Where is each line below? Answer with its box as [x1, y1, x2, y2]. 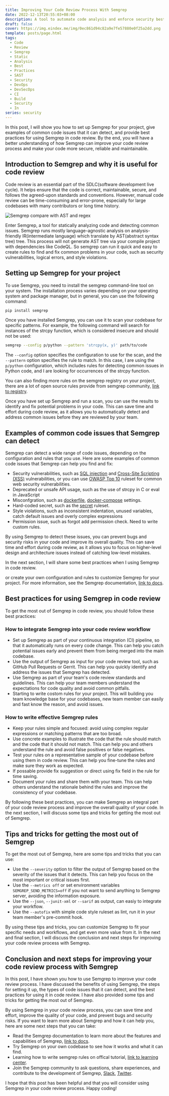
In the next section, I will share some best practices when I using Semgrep [5, 560, 159, 566]
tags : [5, 36, 17, 41]
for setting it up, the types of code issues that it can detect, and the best [5, 987, 155, 993]
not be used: [5, 333, 32, 339]
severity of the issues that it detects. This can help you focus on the [12, 872, 153, 878]
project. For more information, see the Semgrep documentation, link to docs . [5, 580, 164, 586]
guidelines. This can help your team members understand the [12, 680, 140, 686]
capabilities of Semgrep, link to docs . [12, 1038, 90, 1044]
